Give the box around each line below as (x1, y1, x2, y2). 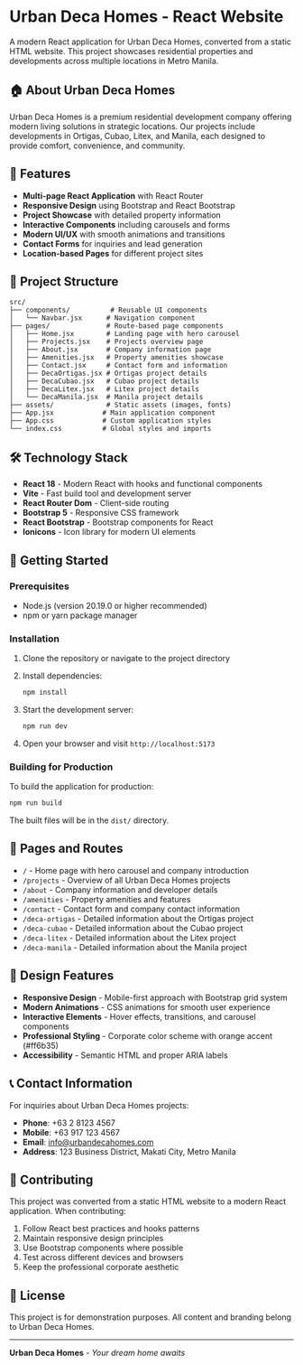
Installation (9, 632, 60, 645)
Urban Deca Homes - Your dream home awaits (9, 1348, 186, 1359)
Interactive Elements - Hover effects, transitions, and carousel (22, 1011, 257, 1022)
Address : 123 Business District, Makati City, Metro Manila (22, 1145, 236, 1157)
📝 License (9, 1287, 66, 1303)
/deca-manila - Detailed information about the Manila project (22, 941, 248, 952)
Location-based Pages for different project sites (22, 248, 204, 258)
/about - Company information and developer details (22, 884, 218, 895)
